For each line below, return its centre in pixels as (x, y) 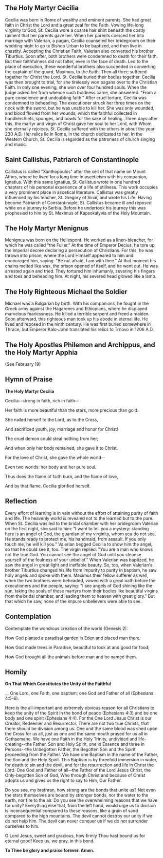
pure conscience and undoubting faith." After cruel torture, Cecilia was (76, 98)
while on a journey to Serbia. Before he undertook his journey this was (75, 208)
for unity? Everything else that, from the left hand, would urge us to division (81, 806)
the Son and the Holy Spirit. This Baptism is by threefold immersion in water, (81, 760)
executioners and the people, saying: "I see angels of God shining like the (79, 586)
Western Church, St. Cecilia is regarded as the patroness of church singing (80, 139)
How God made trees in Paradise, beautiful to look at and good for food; (77, 647)
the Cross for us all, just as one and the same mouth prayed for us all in (76, 734)
